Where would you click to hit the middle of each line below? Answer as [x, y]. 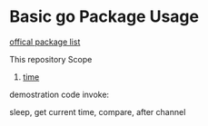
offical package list [45, 42]
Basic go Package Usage [104, 17]
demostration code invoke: [59, 94]
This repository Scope [51, 59]
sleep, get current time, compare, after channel [98, 111]
